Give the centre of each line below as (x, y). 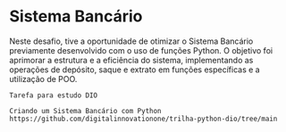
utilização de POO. (43, 78)
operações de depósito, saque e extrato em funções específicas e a (135, 70)
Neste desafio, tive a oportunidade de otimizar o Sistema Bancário (131, 41)
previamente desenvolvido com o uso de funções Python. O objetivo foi (141, 50)
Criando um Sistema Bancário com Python (86, 111)
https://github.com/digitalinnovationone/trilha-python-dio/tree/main (143, 119)
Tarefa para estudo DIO (54, 95)
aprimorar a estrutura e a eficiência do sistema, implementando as (131, 60)
